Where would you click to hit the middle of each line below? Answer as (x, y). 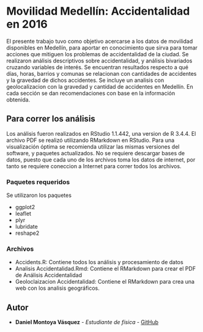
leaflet (23, 214)
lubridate (26, 227)
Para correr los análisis (51, 119)
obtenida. (18, 100)
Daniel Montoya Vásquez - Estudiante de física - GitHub (87, 322)
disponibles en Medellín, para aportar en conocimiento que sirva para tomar (102, 48)
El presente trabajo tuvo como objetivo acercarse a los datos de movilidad (100, 41)
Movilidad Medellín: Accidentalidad (98, 11)
